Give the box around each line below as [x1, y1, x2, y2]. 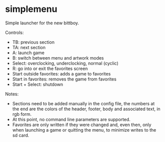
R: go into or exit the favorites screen [12, 66, 88, 71]
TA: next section [12, 44, 46, 50]
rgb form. [12, 111, 32, 117]
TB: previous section [12, 39, 55, 45]
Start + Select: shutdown [12, 81, 63, 87]
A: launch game [12, 50, 45, 56]
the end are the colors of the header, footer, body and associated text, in [12, 106, 161, 112]
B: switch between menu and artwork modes [12, 55, 104, 61]
